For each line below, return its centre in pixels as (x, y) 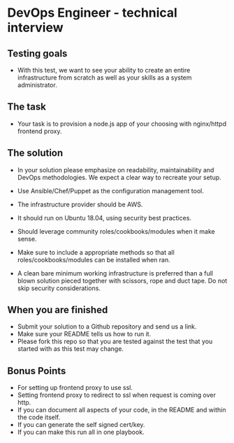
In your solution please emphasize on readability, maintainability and (116, 170)
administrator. (37, 85)
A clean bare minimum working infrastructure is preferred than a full (115, 273)
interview (35, 28)
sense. (27, 239)
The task (27, 107)
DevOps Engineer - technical (93, 13)
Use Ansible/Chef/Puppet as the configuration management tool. (110, 190)
